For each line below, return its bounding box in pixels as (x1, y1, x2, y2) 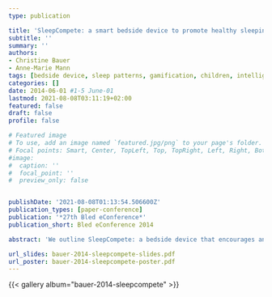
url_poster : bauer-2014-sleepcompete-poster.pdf (8, 257, 176, 265)
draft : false (8, 109, 53, 117)
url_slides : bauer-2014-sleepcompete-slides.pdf (8, 250, 176, 258)
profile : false (8, 117, 60, 125)
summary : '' (8, 41, 49, 49)
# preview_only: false (8, 176, 89, 185)
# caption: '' (8, 161, 60, 170)
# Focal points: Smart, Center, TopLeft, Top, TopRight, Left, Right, (8, 146, 252, 155)
